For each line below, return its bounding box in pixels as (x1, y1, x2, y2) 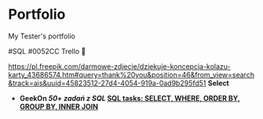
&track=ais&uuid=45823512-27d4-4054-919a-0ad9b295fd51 (8, 78, 206, 88)
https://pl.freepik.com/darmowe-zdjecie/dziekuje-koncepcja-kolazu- (8, 61, 232, 71)
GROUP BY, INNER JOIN (19, 102, 98, 111)
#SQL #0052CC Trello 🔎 (8, 46, 86, 56)
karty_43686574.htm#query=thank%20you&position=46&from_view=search (8, 70, 255, 79)
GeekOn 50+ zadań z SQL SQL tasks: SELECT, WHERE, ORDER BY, (19, 93, 241, 103)
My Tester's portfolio (8, 31, 76, 41)
